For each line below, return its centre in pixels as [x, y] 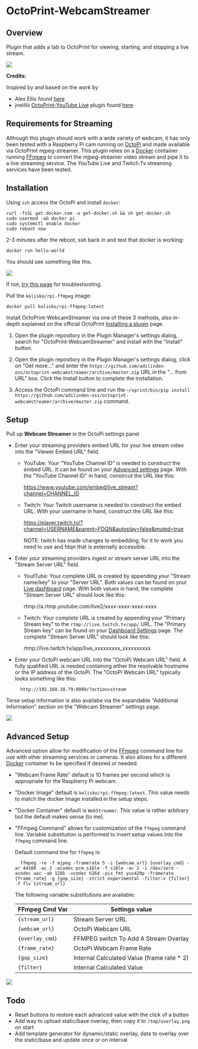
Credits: [16, 76]
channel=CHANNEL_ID [51, 493]
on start [24, 1027]
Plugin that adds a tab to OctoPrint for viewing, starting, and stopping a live [98, 47]
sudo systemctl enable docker [43, 223]
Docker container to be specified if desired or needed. [72, 764]
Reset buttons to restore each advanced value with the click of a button [102, 1015]
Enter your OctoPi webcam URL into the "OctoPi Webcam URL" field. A [100, 660]
